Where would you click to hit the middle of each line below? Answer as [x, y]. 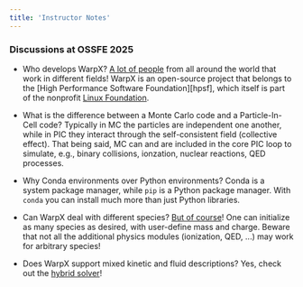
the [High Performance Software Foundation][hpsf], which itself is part [154, 88]
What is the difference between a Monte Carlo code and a [130, 115]
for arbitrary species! [61, 245]
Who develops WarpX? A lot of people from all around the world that [149, 69]
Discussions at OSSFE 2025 [71, 49]
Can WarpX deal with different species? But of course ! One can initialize [156, 217]
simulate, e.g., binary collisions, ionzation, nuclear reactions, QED [144, 153]
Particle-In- [261, 115]
